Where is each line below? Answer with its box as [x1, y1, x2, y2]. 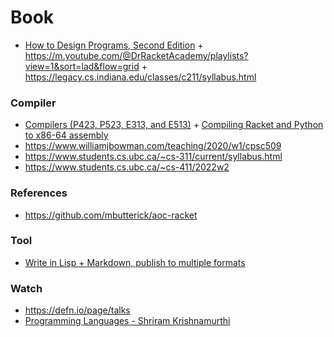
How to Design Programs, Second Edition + [24, 39, 204, 51]
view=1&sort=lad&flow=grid [24, 60, 140, 72]
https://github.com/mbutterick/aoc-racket [24, 209, 198, 221]
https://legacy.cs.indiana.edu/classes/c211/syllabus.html [24, 71, 257, 83]
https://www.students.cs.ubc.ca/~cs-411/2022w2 [24, 161, 230, 173]
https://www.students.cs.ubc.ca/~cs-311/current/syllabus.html [24, 151, 283, 163]
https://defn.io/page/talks [24, 304, 131, 316]
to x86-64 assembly [24, 129, 109, 141]
